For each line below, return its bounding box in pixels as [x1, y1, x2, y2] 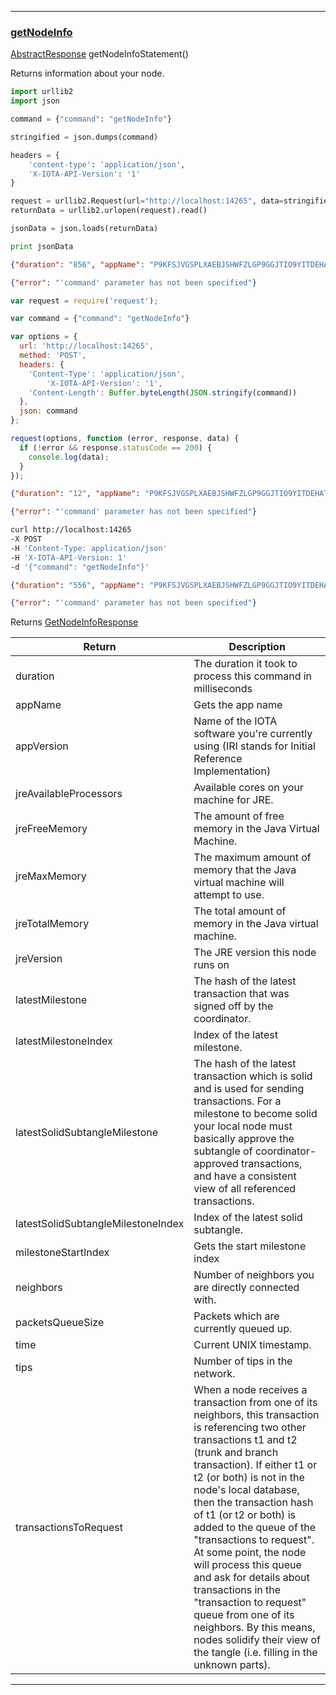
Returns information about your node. [10, 67, 165, 80]
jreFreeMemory [15, 822, 88, 836]
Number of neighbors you [193, 1268, 315, 1282]
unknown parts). [193, 1658, 271, 1672]
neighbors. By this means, [193, 1621, 316, 1635]
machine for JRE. [193, 793, 274, 807]
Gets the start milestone [193, 1239, 307, 1253]
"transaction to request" [193, 1596, 307, 1610]
